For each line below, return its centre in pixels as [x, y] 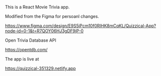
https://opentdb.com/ [26, 50]
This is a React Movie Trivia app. [37, 7]
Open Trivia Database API [31, 40]
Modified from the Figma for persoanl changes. [52, 16]
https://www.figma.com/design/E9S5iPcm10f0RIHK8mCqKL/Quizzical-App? [80, 26]
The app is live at [22, 59]
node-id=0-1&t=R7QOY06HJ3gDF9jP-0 [44, 31]
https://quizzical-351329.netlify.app [40, 68]
